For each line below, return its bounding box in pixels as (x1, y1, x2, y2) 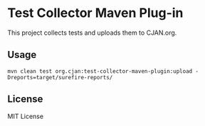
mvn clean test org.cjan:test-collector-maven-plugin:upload (7, 67, 193, 75)
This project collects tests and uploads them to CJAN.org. (7, 28, 177, 37)
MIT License (7, 112, 44, 120)
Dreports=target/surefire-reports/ (7, 74, 113, 81)
